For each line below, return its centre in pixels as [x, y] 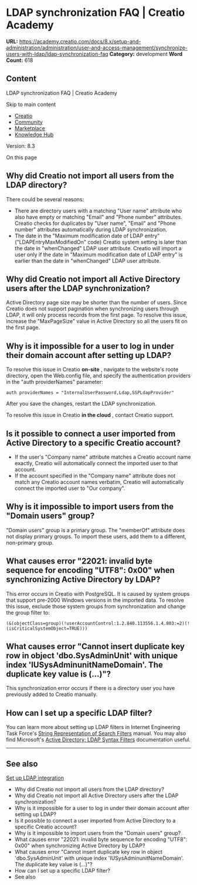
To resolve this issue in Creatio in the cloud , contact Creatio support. [90, 415]
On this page [21, 157]
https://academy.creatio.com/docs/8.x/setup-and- [80, 41]
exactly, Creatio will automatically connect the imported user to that [96, 463]
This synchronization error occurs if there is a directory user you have [91, 688]
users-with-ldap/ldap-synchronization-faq [57, 54]
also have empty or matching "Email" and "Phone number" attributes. [98, 217]
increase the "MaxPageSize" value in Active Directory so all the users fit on [97, 321]
